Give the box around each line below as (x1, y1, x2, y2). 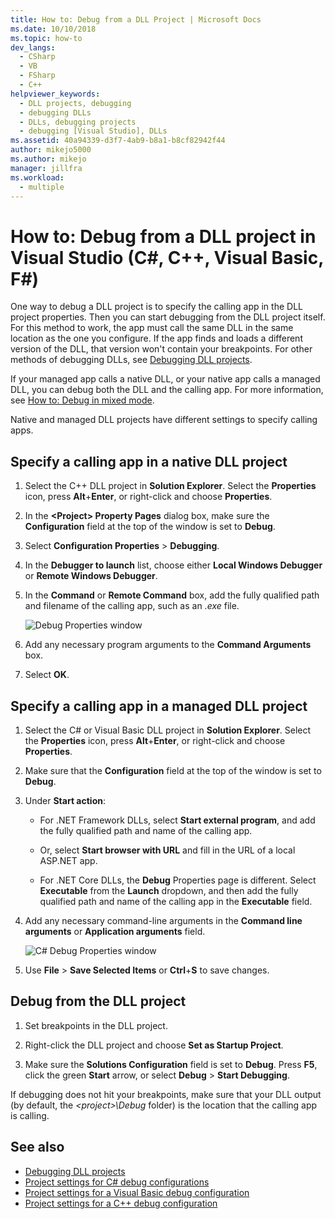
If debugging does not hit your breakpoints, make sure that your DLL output (10, 1088, 322, 1100)
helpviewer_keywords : (10, 89, 101, 99)
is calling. (10, 1109, 50, 1121)
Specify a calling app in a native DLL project (10, 453, 288, 470)
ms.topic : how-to (10, 33, 83, 43)
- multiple (19, 182, 65, 192)
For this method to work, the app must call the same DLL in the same (10, 322, 294, 334)
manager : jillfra (10, 163, 83, 173)
